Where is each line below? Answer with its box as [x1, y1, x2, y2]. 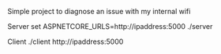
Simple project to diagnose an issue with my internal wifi [7, 7, 191, 16]
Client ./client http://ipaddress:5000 [7, 37, 124, 46]
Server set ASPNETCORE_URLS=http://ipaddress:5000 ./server [7, 22, 213, 31]
